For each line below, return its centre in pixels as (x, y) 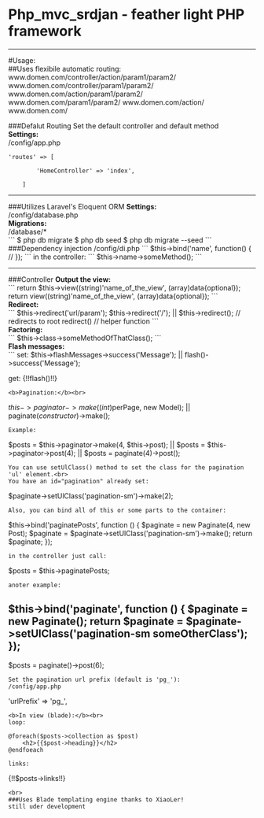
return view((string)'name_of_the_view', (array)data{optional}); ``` (113, 296)
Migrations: (27, 223)
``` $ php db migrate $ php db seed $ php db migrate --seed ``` (110, 240)
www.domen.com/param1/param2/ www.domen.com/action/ (106, 102)
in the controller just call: (58, 556)
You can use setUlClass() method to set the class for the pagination (126, 467)
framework (45, 31)
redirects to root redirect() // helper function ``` (84, 321)
